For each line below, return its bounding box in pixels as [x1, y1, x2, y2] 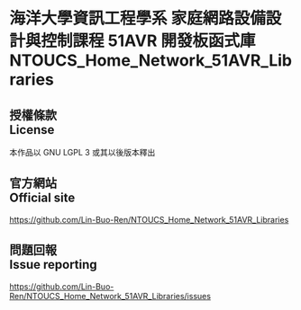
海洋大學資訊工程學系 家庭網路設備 [9, 8, 266, 29]
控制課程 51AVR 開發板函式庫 [41, 31, 256, 51]
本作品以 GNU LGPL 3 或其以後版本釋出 [9, 147, 156, 157]
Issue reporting [9, 257, 97, 272]
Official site [9, 190, 76, 206]
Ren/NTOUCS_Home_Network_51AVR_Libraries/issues [9, 290, 212, 301]
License [9, 122, 55, 137]
